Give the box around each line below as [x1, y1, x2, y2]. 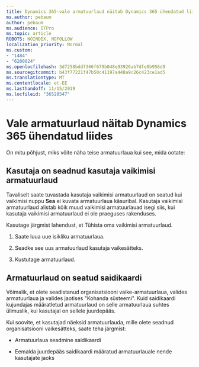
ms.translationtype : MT [6, 75, 65, 81]
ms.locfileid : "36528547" [6, 91, 70, 97]
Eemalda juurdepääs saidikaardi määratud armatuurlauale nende [14, 348, 172, 355]
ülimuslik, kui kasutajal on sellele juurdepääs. [6, 307, 116, 314]
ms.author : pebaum [6, 14, 52, 20]
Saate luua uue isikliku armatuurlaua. [14, 233, 105, 240]
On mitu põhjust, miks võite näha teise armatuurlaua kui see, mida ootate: [6, 149, 185, 156]
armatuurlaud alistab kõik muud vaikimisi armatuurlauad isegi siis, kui [6, 204, 175, 211]
